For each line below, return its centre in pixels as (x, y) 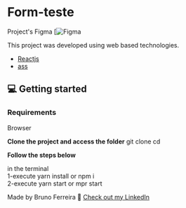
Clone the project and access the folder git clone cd (84, 141)
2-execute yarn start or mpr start (55, 183)
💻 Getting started (47, 89)
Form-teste (41, 12)
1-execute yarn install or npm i (51, 176)
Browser (19, 127)
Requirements (32, 113)
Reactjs (28, 58)
